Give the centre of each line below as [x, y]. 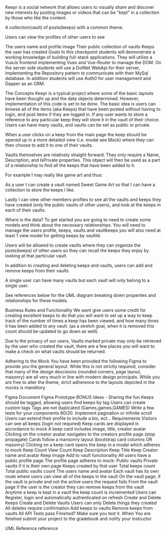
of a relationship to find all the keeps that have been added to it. [70, 165]
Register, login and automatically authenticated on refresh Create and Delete [83, 497]
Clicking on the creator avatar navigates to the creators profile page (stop [80, 434]
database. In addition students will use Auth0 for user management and [78, 78]
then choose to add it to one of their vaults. [49, 145]
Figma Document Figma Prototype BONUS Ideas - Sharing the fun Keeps [80, 397]
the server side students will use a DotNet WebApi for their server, [73, 68]
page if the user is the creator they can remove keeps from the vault [75, 487]
